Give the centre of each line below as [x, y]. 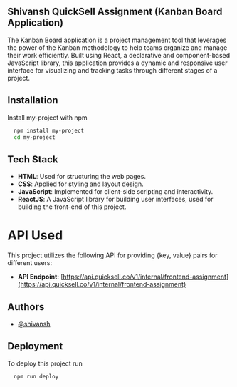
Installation [33, 100]
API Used [35, 236]
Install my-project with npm [47, 118]
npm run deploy [36, 376]
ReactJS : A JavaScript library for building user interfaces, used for [115, 200]
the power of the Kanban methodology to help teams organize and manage [117, 47]
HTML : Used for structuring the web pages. [81, 177]
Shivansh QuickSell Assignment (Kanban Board [115, 12]
